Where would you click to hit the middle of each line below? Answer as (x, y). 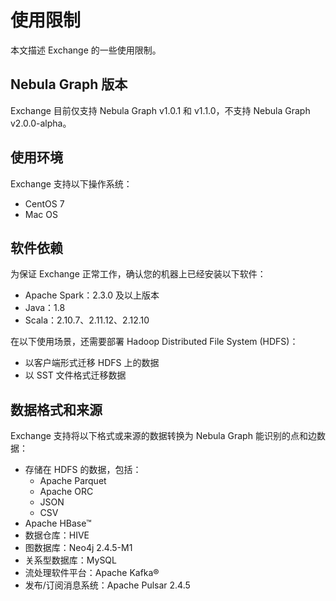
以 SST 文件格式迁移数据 (75, 375)
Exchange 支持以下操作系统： (71, 183)
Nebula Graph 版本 (69, 84)
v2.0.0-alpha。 (41, 123)
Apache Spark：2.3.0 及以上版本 (92, 295)
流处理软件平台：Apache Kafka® (92, 573)
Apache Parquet (73, 481)
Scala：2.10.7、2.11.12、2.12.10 (87, 320)
